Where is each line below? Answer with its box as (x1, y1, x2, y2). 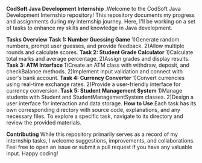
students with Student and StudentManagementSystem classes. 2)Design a (6, 93, 194, 100)
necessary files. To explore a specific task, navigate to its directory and (6, 112, 183, 120)
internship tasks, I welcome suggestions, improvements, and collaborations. (6, 137, 195, 144)
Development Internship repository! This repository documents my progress (6, 11, 195, 19)
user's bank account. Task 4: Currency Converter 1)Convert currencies (6, 75, 185, 81)
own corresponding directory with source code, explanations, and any (6, 106, 181, 113)
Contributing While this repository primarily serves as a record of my (6, 131, 178, 138)
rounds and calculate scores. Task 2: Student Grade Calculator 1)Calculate (6, 49, 194, 56)
